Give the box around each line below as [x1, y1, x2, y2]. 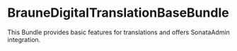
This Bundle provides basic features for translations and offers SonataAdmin [7, 28, 230, 36]
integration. [7, 35, 41, 43]
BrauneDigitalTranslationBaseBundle [7, 5, 229, 21]
